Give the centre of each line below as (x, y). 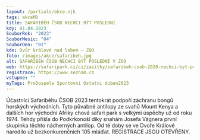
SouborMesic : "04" (29, 39)
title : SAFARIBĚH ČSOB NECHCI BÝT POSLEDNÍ (61, 23)
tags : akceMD (22, 17)
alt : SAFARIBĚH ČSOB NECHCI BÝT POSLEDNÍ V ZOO (66, 61)
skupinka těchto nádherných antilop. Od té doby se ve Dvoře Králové (90, 125)
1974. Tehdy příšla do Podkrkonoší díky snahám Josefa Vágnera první (92, 119)
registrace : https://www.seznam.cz (50, 72)
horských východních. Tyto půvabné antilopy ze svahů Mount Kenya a (92, 106)
